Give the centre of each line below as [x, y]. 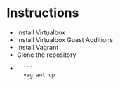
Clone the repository [46, 55]
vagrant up [39, 75]
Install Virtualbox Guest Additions [65, 39]
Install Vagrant [38, 47]
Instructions [43, 13]
